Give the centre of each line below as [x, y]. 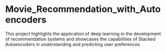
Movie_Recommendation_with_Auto [83, 9]
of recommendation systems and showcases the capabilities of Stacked [80, 39]
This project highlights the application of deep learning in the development [83, 33]
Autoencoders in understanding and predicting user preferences [73, 44]
